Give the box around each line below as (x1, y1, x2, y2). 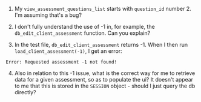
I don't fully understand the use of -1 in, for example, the (14, 23, 155, 30)
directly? (14, 89, 37, 95)
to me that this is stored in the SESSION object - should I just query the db (14, 82, 196, 89)
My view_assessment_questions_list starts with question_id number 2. (14, 5, 191, 12)
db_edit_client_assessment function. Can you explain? (14, 29, 151, 37)
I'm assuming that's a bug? (14, 11, 82, 19)
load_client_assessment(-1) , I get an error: (14, 47, 122, 55)
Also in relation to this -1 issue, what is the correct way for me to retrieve (14, 70, 196, 77)
